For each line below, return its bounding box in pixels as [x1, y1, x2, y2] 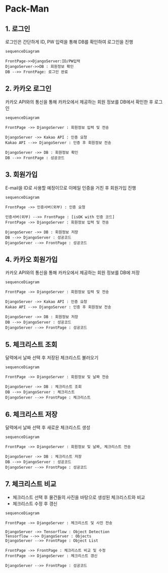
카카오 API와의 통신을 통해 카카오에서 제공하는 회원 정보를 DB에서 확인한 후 [5, 99, 153, 105]
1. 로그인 [5, 24, 30, 33]
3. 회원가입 [5, 170, 38, 179]
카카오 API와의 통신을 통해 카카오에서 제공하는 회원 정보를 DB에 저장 [5, 270, 140, 276]
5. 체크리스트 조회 [5, 340, 58, 349]
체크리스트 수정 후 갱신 [12, 500, 58, 506]
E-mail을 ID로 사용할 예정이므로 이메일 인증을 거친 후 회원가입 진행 [5, 185, 137, 191]
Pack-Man [5, 3, 50, 15]
